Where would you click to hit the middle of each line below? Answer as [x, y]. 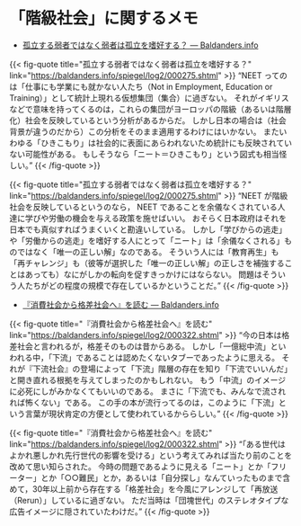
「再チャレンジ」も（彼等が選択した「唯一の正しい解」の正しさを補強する [147, 263]
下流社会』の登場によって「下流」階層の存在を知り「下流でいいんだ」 [162, 369]
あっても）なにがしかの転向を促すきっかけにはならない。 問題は [143, 274]
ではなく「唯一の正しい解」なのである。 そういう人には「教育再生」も [148, 252]
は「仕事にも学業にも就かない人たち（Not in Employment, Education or [141, 86]
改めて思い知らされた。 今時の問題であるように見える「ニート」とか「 [140, 466]
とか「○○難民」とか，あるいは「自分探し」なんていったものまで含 [165, 477]
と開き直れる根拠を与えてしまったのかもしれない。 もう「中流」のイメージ [147, 379]
